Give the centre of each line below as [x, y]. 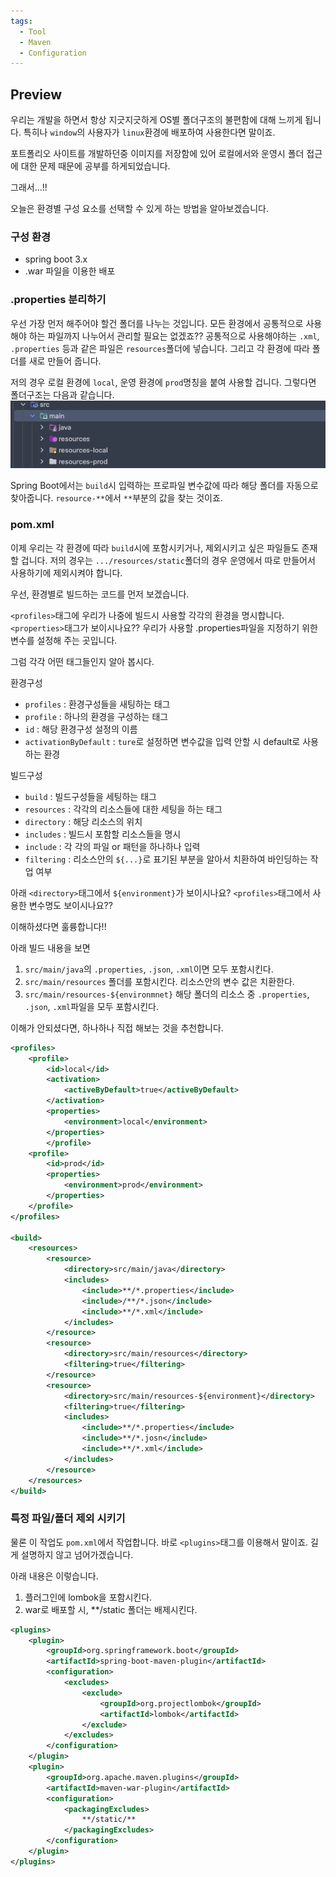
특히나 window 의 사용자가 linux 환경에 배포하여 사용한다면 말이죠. [149, 132]
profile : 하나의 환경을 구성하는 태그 [96, 716]
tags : [21, 21]
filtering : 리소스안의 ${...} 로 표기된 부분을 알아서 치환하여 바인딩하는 [166, 859]
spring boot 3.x [56, 259]
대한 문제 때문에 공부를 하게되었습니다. [95, 166]
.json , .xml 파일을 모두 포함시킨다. [91, 1006]
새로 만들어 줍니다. [65, 361]
